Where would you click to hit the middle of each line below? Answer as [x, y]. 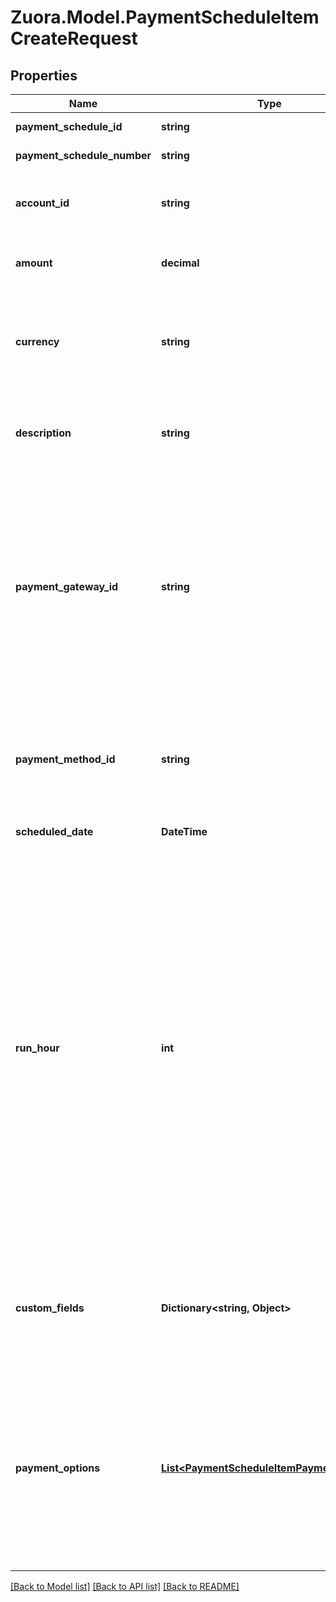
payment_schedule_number [83, 155]
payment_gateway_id [67, 586]
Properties [44, 75]
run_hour [37, 1048]
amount [34, 263]
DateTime [184, 831]
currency [37, 341]
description [43, 433]
